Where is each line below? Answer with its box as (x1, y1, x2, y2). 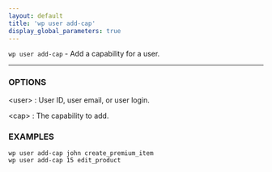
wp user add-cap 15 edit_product (8, 156, 121, 164)
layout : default (8, 11, 63, 20)
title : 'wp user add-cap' (8, 19, 96, 27)
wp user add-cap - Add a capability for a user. (8, 49, 160, 59)
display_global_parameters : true (8, 27, 121, 35)
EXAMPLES (8, 131, 54, 142)
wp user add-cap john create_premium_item (8, 149, 154, 157)
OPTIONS (8, 77, 47, 88)
